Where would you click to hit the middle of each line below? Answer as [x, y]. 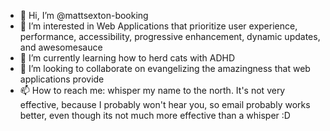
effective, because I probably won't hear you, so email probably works [165, 104]
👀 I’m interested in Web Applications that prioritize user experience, [158, 26]
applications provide [62, 79]
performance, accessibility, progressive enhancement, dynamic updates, [170, 36]
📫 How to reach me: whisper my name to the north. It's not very [152, 90]
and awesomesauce [61, 47]
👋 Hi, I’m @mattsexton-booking [84, 15]
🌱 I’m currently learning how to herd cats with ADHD [127, 58]
